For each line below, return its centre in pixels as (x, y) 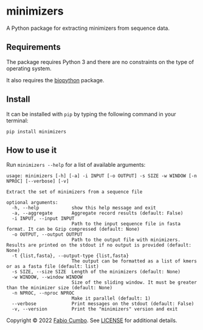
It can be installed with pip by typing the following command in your (91, 114)
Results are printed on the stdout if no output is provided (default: (99, 245)
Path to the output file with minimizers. (126, 240)
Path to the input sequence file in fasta (126, 224)
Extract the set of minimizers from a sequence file (74, 192)
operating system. (29, 68)
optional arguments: (33, 203)
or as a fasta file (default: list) (53, 267)
